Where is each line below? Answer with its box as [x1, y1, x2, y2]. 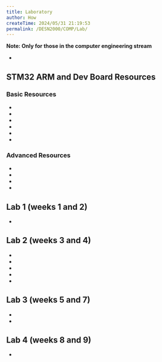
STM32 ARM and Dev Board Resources [6, 72, 156, 82]
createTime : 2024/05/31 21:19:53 [6, 20, 91, 26]
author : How [6, 15, 36, 21]
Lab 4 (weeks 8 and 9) [6, 335, 92, 346]
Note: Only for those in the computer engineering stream [6, 42, 152, 50]
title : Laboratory [6, 8, 53, 15]
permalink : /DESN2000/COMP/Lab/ [6, 25, 88, 32]
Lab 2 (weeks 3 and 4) [6, 235, 92, 246]
